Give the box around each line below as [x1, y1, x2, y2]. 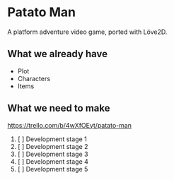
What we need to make [7, 102, 110, 114]
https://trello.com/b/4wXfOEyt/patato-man [7, 121, 132, 129]
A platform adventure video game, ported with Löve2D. [7, 28, 168, 36]
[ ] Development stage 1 [17, 135, 87, 143]
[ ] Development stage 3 [17, 150, 88, 158]
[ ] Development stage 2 [17, 142, 88, 150]
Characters [17, 74, 51, 83]
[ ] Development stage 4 [17, 157, 88, 166]
